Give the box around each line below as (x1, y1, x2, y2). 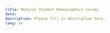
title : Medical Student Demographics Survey (5, 7, 99, 12)
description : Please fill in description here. (5, 16, 106, 21)
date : (5, 12, 16, 16)
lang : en (5, 20, 23, 26)
